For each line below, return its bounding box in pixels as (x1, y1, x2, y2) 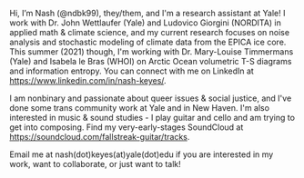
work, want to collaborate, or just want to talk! (9, 159, 182, 169)
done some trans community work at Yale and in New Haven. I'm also (9, 103, 270, 113)
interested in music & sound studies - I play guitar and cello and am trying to (9, 113, 296, 123)
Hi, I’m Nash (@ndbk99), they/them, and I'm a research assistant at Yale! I (9, 8, 286, 18)
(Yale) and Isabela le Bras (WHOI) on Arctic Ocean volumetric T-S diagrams (9, 56, 292, 66)
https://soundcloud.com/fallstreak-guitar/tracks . (9, 132, 190, 142)
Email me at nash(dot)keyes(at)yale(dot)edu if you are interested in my (9, 149, 274, 160)
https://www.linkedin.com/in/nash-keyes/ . (9, 75, 167, 85)
